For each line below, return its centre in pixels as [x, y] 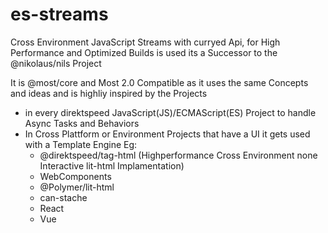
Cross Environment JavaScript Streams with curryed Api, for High [145, 42]
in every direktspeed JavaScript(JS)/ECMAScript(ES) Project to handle [170, 112]
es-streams [59, 14]
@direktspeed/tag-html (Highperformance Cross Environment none [178, 155]
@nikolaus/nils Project [56, 63]
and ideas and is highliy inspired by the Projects [109, 93]
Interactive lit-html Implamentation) [112, 165]
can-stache [63, 197]
